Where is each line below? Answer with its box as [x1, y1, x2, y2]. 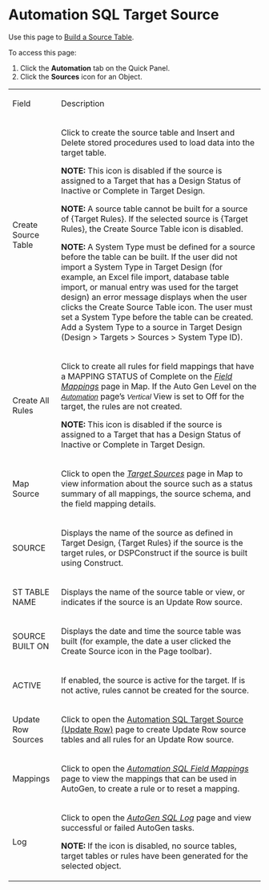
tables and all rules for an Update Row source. [61, 734, 235, 745]
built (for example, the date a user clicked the [61, 636, 231, 647]
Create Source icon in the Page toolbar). [61, 645, 212, 656]
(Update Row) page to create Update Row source [61, 724, 247, 735]
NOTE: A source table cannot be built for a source [61, 203, 248, 214]
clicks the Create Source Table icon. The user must [61, 301, 253, 312]
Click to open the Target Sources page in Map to [61, 468, 243, 479]
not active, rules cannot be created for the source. [61, 685, 250, 696]
